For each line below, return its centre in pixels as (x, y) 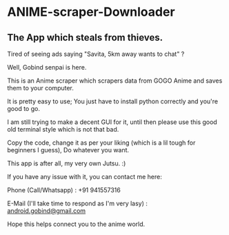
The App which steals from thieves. (85, 38)
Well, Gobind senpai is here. (47, 67)
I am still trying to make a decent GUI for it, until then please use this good (112, 122)
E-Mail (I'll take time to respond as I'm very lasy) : (78, 203)
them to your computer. (41, 88)
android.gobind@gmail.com (47, 211)
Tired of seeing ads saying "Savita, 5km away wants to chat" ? (96, 54)
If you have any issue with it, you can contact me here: (84, 177)
